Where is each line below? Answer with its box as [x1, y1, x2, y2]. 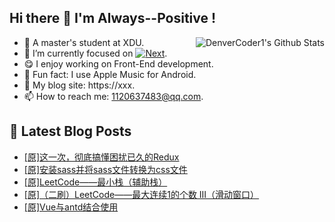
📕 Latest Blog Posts [9, 123, 132, 140]
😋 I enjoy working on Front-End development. [23, 57, 214, 70]
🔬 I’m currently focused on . [23, 47, 168, 59]
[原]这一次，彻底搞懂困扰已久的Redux [23, 151, 180, 163]
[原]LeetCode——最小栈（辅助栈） [23, 176, 168, 188]
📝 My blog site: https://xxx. [23, 79, 136, 91]
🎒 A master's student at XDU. [23, 36, 145, 48]
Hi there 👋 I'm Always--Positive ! [9, 10, 217, 27]
